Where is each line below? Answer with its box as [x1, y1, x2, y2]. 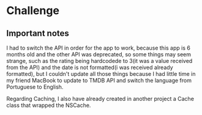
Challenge [6, 4, 60, 18]
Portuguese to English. [6, 83, 64, 91]
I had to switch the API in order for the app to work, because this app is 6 [6, 44, 191, 51]
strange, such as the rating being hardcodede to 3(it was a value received [6, 57, 193, 64]
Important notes [6, 28, 69, 39]
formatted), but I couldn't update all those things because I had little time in [6, 70, 196, 77]
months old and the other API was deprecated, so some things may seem [6, 51, 192, 58]
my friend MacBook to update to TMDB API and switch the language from [6, 77, 192, 84]
